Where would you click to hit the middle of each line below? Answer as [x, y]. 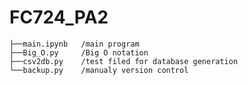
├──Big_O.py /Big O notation [79, 52]
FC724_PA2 [59, 17]
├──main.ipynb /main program [74, 44]
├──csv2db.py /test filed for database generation [124, 61]
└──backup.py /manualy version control [99, 70]
